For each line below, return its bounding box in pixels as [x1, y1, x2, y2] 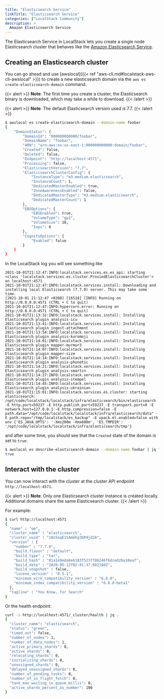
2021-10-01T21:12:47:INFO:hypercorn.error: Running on [5, 304, 119, 309]
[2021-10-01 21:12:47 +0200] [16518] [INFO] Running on [5, 296, 121, 301]
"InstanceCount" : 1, [31, 179, 73, 184]
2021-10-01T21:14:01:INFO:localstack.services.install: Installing [5, 339, 145, 343]
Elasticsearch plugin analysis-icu [5, 317, 78, 322]
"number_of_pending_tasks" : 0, [9, 671, 73, 677]
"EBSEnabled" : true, [31, 211, 73, 216]
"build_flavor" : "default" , [14, 549, 73, 553]
